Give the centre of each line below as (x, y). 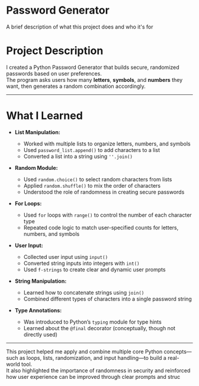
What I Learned (44, 116)
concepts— (178, 352)
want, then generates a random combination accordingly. (76, 86)
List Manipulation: (37, 132)
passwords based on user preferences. (54, 73)
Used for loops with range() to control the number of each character (107, 215)
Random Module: (36, 167)
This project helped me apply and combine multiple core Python (84, 352)
